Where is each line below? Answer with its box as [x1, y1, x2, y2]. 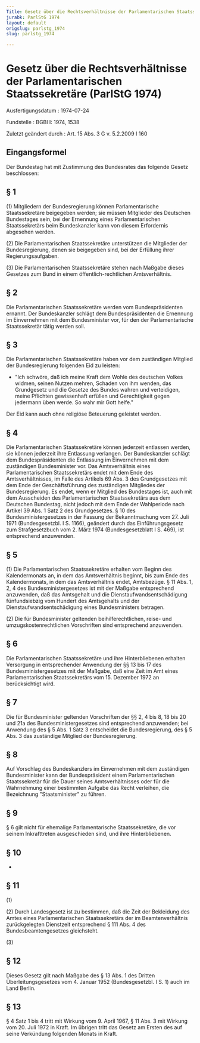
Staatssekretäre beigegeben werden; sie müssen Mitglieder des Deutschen [6, 209, 191, 216]
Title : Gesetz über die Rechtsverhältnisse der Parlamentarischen [6, 8, 174, 15]
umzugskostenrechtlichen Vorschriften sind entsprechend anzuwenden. [6, 622, 183, 629]
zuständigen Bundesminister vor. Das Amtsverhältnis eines [6, 463, 151, 470]
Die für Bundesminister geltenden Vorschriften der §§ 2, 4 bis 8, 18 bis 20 [6, 713, 186, 720]
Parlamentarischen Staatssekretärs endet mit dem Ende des [6, 469, 154, 476]
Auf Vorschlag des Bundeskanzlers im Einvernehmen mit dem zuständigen [6, 765, 189, 773]
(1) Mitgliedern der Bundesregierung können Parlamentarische [6, 202, 159, 210]
